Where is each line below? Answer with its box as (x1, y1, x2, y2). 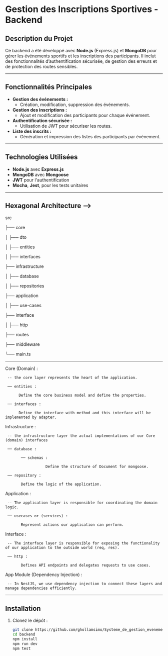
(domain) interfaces (5, 438, 48, 443)
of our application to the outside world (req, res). (5, 545, 120, 550)
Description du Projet (5, 34, 73, 43)
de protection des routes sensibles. (5, 64, 78, 69)
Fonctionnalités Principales (5, 83, 92, 91)
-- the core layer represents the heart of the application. (7, 376, 137, 381)
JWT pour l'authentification (12, 177, 69, 183)
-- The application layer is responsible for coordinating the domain (7, 500, 157, 506)
